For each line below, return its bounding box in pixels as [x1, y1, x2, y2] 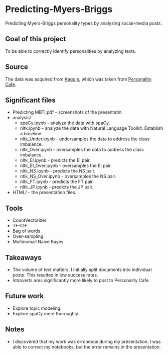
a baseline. [20, 131, 43, 137]
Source [5, 63, 29, 71]
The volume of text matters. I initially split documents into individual [12, 267, 152, 273]
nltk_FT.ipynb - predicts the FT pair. [20, 179, 94, 185]
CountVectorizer [12, 217, 47, 223]
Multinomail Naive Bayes [12, 239, 64, 245]
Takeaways [5, 253, 42, 262]
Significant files [5, 96, 56, 104]
